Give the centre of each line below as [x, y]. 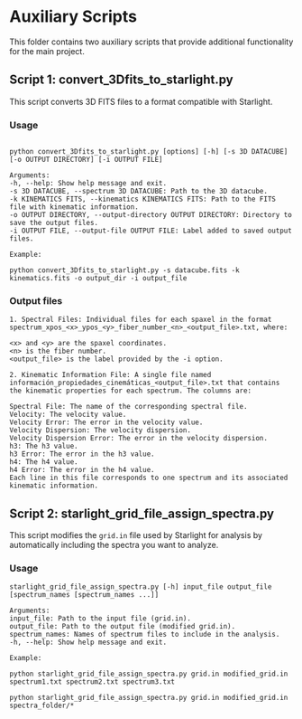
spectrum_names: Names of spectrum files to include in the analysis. [145, 635]
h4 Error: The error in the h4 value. [82, 470]
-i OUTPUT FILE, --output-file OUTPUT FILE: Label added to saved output [151, 231]
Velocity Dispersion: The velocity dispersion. [101, 430]
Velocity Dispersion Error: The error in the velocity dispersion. [139, 439]
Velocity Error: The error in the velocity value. [106, 422]
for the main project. [47, 51]
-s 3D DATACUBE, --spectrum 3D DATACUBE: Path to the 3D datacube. [139, 192]
